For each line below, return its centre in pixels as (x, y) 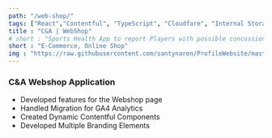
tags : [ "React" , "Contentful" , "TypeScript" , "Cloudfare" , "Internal (126, 24)
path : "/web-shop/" (41, 16)
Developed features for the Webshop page (91, 100)
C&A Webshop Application (62, 82)
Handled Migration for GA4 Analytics (81, 108)
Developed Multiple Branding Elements (85, 126)
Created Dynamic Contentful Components (90, 117)
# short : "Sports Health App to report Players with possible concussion (137, 39)
